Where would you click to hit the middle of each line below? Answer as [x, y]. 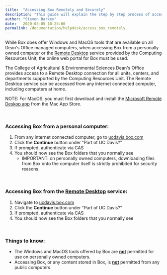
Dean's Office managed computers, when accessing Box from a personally [82, 48]
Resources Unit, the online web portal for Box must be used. [67, 58]
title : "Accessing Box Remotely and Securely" [55, 10]
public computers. [33, 268]
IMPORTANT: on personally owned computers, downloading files [88, 158]
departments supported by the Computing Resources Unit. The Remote [78, 79]
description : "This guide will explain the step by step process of [78, 14]
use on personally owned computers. [53, 257]
